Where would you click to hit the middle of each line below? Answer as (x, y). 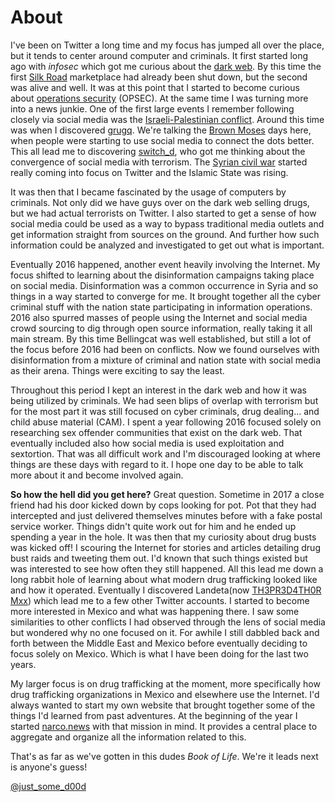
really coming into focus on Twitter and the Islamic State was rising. (149, 172)
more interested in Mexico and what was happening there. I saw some (155, 611)
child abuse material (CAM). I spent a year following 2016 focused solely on (166, 422)
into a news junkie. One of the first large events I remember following (152, 108)
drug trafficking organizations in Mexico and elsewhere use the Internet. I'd (165, 694)
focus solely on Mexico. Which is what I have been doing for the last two (159, 653)
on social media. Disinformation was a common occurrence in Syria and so (164, 285)
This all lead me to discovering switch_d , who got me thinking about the (158, 151)
